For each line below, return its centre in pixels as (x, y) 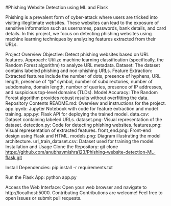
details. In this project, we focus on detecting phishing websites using (79, 33)
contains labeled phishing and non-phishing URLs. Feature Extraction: (79, 71)
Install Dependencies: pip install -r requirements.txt (59, 167)
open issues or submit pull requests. (43, 198)
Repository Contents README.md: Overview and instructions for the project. (86, 103)
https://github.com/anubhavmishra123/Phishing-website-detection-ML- (80, 152)
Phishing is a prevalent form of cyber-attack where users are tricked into (82, 17)
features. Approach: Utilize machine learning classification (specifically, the (85, 60)
